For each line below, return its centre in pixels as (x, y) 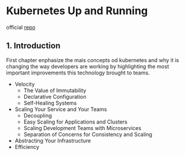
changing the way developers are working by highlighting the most (87, 66)
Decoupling (38, 115)
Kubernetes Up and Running (77, 11)
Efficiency (27, 147)
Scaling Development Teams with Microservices (82, 128)
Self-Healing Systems (50, 103)
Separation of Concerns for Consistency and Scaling (88, 134)
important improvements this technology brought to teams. (78, 73)
